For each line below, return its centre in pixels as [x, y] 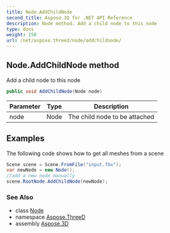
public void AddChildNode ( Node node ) [54, 91]
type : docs [20, 29]
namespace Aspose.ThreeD [50, 217]
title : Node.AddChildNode [39, 12]
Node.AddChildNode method [63, 65]
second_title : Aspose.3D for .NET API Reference [69, 18]
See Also [20, 197]
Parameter [25, 106]
